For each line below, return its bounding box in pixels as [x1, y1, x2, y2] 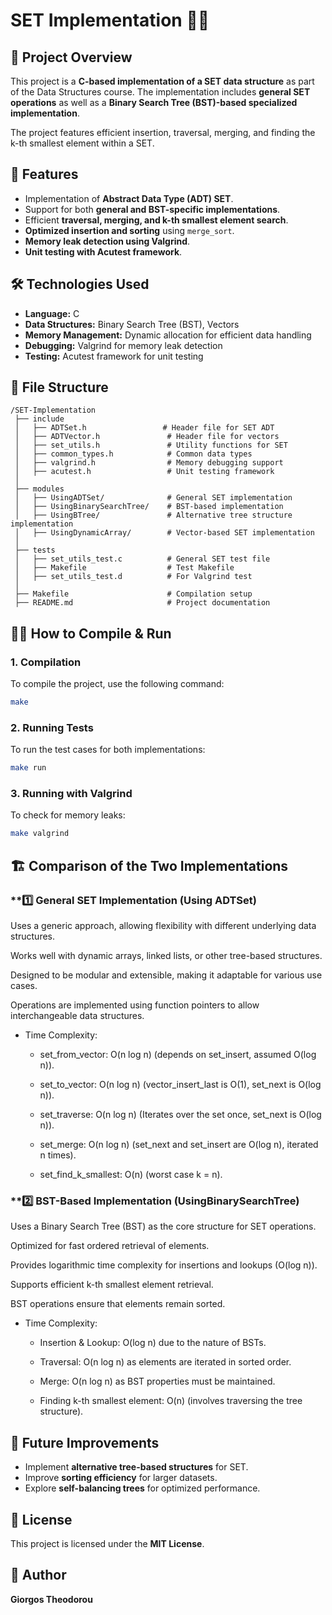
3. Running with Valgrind [10, 787, 133, 801]
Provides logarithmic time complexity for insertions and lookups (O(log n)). [10, 1259, 318, 1271]
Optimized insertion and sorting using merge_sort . [24, 224, 235, 236]
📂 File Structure [10, 379, 109, 396]
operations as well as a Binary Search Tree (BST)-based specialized [10, 97, 298, 108]
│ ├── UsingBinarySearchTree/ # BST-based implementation [14, 502, 284, 512]
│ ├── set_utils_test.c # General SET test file [14, 554, 271, 564]
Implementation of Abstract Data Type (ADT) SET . [24, 192, 234, 204]
